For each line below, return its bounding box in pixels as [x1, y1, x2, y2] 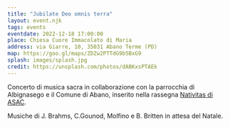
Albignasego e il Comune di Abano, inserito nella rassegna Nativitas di [7, 90, 214, 99]
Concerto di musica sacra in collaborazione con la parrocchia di [7, 82, 195, 91]
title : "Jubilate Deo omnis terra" [7, 10, 113, 18]
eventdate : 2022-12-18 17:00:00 [7, 30, 103, 38]
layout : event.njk [7, 17, 62, 24]
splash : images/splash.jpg [7, 57, 88, 64]
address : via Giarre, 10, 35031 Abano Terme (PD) [7, 43, 158, 50]
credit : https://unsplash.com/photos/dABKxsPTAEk [7, 63, 158, 70]
